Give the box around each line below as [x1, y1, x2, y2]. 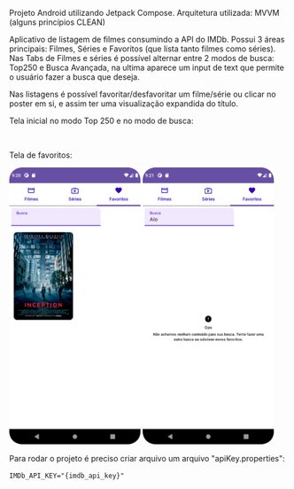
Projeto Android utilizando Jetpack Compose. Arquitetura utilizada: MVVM [9, 8, 280, 18]
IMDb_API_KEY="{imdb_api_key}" [9, 471, 125, 480]
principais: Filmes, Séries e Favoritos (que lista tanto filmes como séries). [9, 43, 276, 54]
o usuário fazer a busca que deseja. [9, 72, 140, 82]
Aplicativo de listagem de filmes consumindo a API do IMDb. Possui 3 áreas [9, 35, 285, 44]
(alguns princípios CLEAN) [9, 17, 106, 27]
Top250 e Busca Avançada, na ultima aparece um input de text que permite [9, 62, 285, 73]
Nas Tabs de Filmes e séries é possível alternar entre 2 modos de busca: [9, 53, 275, 63]
